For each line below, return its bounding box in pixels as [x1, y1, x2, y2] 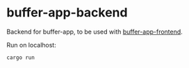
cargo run [6, 54, 35, 61]
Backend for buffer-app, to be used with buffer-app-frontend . [6, 27, 183, 36]
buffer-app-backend [6, 5, 128, 21]
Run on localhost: [6, 41, 56, 49]
